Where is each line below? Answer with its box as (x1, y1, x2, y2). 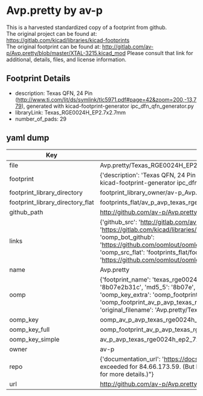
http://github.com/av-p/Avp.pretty (99, 380, 198, 388)
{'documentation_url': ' (99, 355, 164, 363)
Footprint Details (6, 73, 71, 84)
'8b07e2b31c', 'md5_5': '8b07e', (99, 283, 196, 291)
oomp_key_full (9, 325, 50, 334)
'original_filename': (99, 305, 154, 314)
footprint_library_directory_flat (9, 198, 94, 206)
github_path (9, 208, 43, 216)
